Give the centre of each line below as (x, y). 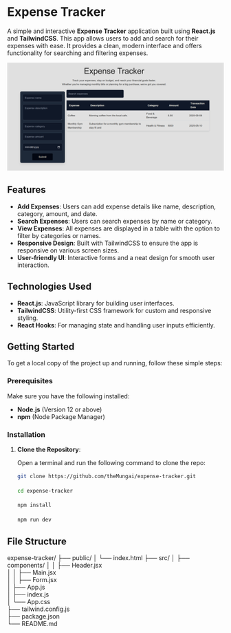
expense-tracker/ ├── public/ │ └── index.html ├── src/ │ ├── (99, 557)
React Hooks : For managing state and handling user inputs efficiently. (116, 325)
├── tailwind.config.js (38, 609)
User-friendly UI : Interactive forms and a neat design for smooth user (116, 257)
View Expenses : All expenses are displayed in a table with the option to (118, 228)
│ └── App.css (29, 601)
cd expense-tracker (45, 491)
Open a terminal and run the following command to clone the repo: (111, 462)
